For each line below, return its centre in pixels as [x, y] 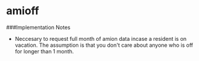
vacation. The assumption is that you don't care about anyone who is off [104, 45]
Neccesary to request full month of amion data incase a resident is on [101, 38]
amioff [23, 11]
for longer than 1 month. [44, 51]
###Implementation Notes [38, 27]
